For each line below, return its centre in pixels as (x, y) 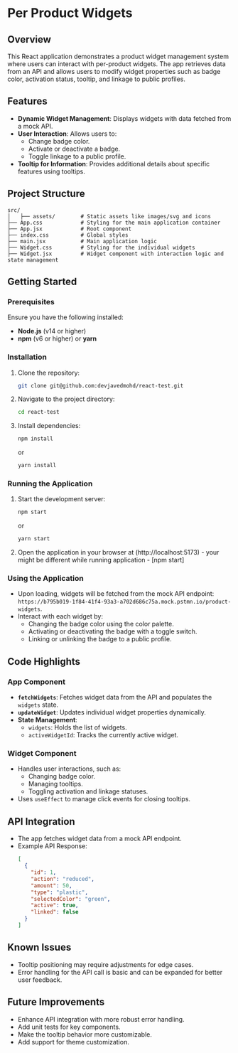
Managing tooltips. (55, 784)
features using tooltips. (51, 171)
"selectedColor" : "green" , (71, 899)
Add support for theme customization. (73, 1042)
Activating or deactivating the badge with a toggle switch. (113, 631)
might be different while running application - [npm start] (101, 560)
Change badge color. (59, 141)
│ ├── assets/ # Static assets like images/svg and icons (109, 216)
